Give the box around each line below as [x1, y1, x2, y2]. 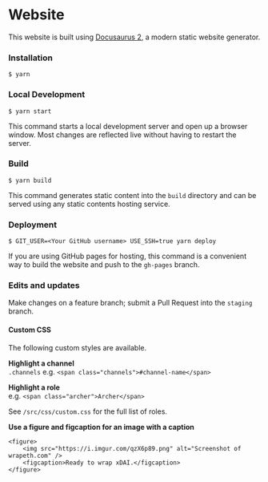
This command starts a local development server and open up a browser [8, 121, 248, 131]
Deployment [8, 219, 58, 230]
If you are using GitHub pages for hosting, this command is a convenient [8, 251, 246, 261]
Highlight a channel [8, 358, 74, 368]
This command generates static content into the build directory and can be [8, 190, 257, 200]
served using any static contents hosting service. [8, 199, 170, 209]
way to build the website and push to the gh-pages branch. [8, 260, 200, 269]
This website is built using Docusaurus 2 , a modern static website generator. [8, 32, 261, 42]
